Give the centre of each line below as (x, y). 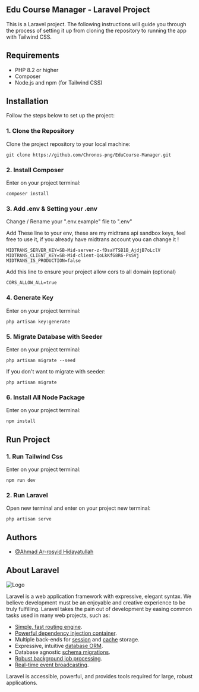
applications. (22, 682)
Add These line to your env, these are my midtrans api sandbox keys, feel (96, 233)
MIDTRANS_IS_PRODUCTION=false (44, 261)
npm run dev (21, 480)
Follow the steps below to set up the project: (60, 116)
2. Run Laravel (27, 495)
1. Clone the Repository (40, 131)
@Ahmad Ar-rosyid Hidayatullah (54, 552)
